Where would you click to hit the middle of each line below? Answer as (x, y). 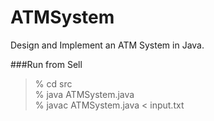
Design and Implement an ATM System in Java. (107, 45)
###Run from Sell (46, 64)
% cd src (53, 83)
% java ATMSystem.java (84, 94)
